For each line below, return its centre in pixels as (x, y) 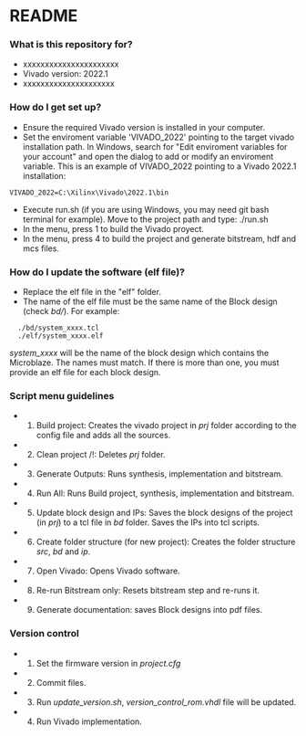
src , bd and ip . (63, 552)
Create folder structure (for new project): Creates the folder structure (166, 542)
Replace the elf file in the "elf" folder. (92, 292)
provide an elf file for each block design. (85, 373)
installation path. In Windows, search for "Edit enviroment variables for (155, 146)
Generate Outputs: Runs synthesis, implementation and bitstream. (160, 474)
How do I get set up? (56, 108)
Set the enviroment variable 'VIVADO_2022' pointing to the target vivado (158, 137)
